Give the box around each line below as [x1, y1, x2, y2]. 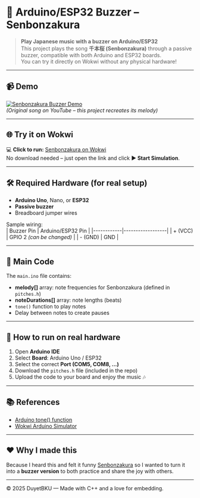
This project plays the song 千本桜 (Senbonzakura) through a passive [20, 45, 192, 52]
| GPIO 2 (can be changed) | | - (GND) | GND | [6, 234, 119, 241]
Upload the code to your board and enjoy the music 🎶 [14, 373, 146, 381]
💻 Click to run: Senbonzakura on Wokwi [6, 146, 107, 153]
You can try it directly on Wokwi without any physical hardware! [20, 58, 177, 65]
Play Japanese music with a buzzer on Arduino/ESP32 [20, 38, 158, 45]
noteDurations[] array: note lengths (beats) [14, 296, 122, 304]
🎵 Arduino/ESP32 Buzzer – [6, 5, 139, 19]
